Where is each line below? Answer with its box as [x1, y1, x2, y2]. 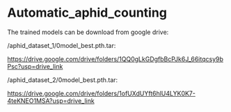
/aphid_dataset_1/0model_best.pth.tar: [7, 41, 116, 49]
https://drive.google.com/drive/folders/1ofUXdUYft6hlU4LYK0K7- [7, 89, 196, 97]
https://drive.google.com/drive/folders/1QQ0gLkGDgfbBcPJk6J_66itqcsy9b [7, 54, 224, 63]
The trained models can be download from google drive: [7, 28, 169, 36]
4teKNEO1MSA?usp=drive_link [7, 96, 95, 105]
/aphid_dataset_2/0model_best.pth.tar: [7, 75, 118, 84]
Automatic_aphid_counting [7, 5, 167, 21]
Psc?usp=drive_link [7, 62, 63, 70]
